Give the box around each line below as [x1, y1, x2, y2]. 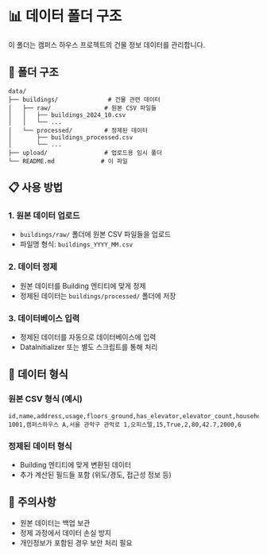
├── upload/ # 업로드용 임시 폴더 [8, 149, 163, 157]
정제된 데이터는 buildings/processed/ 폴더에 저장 [19, 291, 176, 301]
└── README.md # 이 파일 [8, 157, 129, 165]
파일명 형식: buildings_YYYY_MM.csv [19, 239, 133, 249]
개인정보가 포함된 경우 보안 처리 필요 [19, 538, 133, 547]
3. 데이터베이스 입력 [8, 312, 80, 324]
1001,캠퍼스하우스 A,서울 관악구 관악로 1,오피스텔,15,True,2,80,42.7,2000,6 [8, 421, 242, 429]
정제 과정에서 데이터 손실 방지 [19, 528, 111, 538]
